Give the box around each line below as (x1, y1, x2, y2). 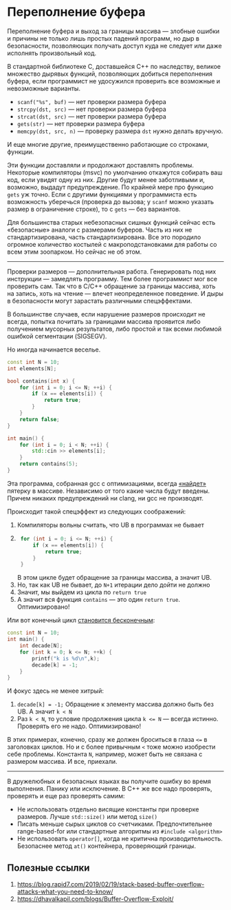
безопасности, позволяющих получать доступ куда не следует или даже (7, 41, 222, 50)
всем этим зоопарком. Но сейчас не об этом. (7, 247, 142, 256)
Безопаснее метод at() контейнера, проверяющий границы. (16, 842, 196, 850)
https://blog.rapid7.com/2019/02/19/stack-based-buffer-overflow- (16, 880, 205, 889)
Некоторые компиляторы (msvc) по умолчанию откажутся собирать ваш (7, 168, 223, 176)
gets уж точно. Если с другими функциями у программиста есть (7, 190, 197, 199)
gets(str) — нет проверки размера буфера (16, 119, 145, 128)
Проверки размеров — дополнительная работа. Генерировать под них (7, 267, 217, 276)
